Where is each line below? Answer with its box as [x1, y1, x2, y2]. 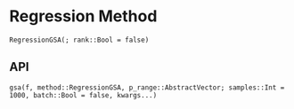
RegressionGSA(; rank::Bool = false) [9, 35, 150, 44]
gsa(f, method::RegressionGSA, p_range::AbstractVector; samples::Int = [9, 82, 285, 92]
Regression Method [9, 6, 158, 27]
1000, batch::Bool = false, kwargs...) [9, 90, 158, 99]
